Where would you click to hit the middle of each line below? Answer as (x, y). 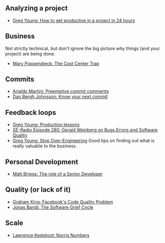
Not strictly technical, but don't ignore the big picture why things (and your (82, 48)
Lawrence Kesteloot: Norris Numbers (51, 235)
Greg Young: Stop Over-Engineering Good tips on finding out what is (84, 141)
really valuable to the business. (45, 146)
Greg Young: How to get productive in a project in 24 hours (74, 20)
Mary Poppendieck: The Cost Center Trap (56, 63)
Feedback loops (31, 112)
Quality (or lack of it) (38, 190)
